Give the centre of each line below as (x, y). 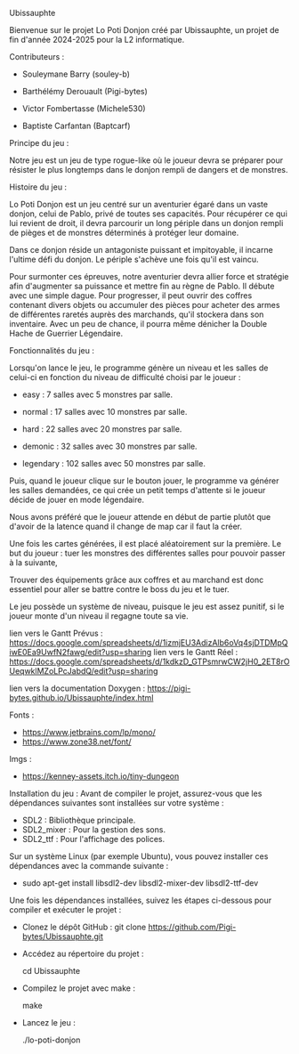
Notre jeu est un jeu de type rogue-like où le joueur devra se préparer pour (146, 160)
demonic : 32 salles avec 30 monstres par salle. (109, 446)
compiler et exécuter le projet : (65, 910)
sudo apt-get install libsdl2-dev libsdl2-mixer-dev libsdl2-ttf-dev (140, 883)
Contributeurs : (37, 57)
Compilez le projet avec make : (79, 988)
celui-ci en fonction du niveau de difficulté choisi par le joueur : (125, 377)
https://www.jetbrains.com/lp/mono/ (89, 732)
